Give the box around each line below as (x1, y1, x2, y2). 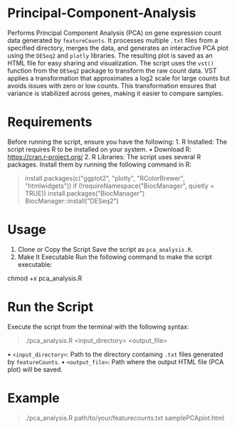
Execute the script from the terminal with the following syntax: (7, 322, 189, 331)
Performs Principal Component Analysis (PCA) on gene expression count (7, 28, 222, 37)
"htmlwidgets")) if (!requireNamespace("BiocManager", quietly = (24, 181, 215, 190)
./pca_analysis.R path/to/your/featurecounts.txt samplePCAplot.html (24, 413, 225, 422)
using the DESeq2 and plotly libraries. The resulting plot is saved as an (7, 51, 213, 60)
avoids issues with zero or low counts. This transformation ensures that (7, 81, 217, 90)
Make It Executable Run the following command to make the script (17, 253, 212, 261)
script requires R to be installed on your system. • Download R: (7, 144, 192, 154)
